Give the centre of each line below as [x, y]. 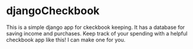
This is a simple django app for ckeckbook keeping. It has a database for [96, 27]
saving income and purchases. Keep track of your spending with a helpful [97, 33]
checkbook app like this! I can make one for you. [66, 40]
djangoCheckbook [53, 11]
